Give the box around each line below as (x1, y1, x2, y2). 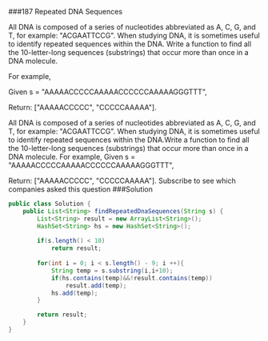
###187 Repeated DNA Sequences (8, 7, 122, 16)
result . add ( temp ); (65, 281, 127, 290)
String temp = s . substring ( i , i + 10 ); (50, 267, 174, 275)
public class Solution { (8, 200, 91, 208)
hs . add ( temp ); (50, 289, 98, 297)
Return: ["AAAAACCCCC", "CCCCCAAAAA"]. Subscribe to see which (8, 176, 236, 185)
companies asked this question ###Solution (8, 184, 154, 194)
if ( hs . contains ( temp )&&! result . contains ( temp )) (50, 274, 214, 282)
